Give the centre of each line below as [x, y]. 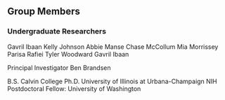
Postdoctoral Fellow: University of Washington [74, 88]
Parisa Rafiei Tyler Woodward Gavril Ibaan [68, 54]
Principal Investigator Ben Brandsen [59, 67]
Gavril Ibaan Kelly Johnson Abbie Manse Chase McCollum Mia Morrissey [113, 47]
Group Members [44, 12]
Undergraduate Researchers [57, 31]
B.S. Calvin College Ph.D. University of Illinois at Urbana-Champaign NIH [112, 81]
